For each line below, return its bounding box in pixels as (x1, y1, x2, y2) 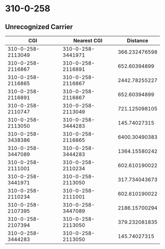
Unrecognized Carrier (5, 23, 73, 31)
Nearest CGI (73, 37, 103, 44)
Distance (127, 37, 149, 44)
